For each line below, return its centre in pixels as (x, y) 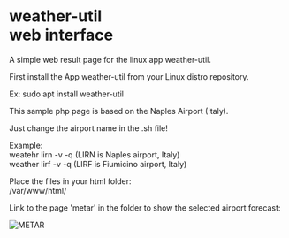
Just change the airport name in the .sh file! (88, 128)
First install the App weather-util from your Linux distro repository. (129, 76)
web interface (61, 35)
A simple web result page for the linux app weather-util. (110, 59)
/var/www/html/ (38, 190)
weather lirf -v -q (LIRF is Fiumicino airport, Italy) (98, 164)
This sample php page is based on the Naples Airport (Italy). (119, 111)
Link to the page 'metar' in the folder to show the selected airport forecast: (145, 207)
